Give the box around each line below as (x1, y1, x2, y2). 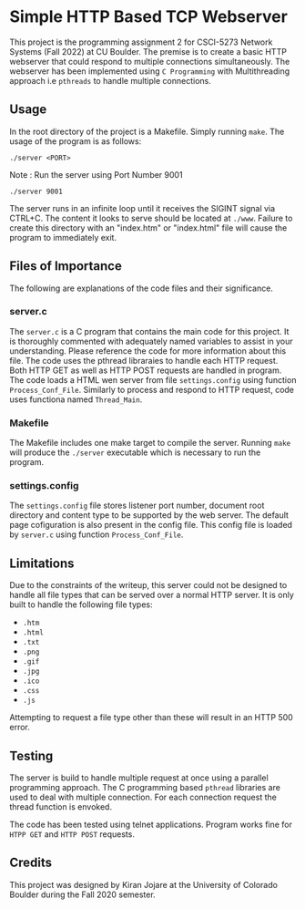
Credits (9, 855, 53, 871)
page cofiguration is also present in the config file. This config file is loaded (9, 520, 293, 531)
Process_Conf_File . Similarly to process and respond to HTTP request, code (9, 384, 294, 395)
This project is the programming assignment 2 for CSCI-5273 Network (9, 36, 273, 47)
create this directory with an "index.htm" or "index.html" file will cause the (9, 222, 288, 233)
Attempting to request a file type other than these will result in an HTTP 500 (9, 712, 293, 723)
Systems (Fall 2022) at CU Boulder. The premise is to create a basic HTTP (9, 46, 287, 57)
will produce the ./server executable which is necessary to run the (9, 447, 261, 458)
